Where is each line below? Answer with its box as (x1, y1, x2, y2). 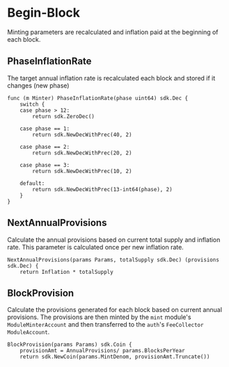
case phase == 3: (19, 161, 70, 168)
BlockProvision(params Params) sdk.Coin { (7, 341, 132, 348)
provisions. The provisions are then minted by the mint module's (7, 313, 191, 321)
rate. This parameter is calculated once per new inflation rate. (7, 243, 184, 251)
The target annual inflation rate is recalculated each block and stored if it (7, 74, 216, 82)
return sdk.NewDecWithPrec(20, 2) (32, 149, 132, 156)
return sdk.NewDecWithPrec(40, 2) (32, 131, 132, 138)
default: (19, 179, 45, 187)
